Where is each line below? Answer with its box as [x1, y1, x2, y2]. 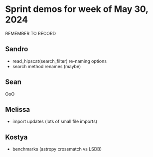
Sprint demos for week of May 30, [5, 3, 149, 15]
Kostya [5, 133, 28, 141]
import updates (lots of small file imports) [12, 118, 98, 125]
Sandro [5, 45, 28, 53]
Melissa [5, 105, 30, 114]
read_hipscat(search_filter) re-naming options [12, 58, 107, 64]
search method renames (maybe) [12, 63, 81, 69]
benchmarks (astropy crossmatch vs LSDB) [12, 146, 102, 152]
